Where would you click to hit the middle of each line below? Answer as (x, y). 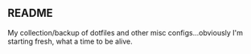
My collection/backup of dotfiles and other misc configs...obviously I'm (125, 32)
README (30, 13)
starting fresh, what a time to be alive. (70, 41)
